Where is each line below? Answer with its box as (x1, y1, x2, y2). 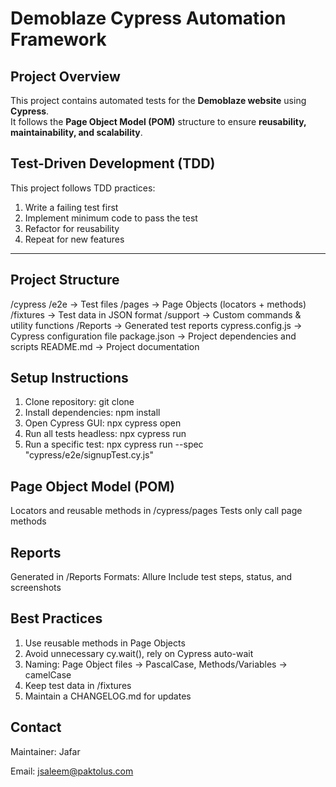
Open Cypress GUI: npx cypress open (24, 417, 182, 429)
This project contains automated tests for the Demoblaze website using (10, 95, 307, 106)
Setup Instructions (10, 370, 129, 387)
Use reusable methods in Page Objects (24, 637, 186, 649)
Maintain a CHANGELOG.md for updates (24, 690, 192, 702)
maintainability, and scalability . (10, 127, 143, 138)
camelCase (24, 668, 72, 681)
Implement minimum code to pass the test (24, 212, 198, 224)
